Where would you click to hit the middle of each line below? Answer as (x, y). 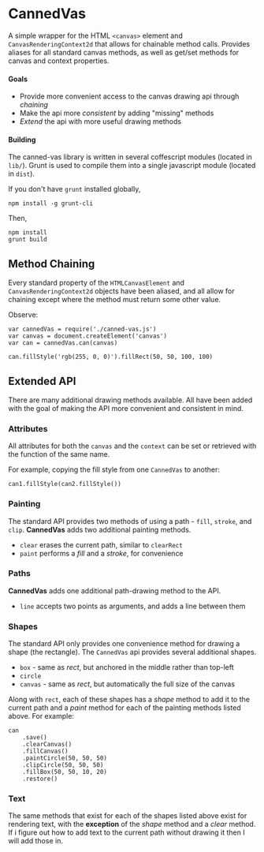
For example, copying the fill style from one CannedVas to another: (114, 469)
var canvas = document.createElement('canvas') (88, 336)
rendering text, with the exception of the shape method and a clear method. (132, 824)
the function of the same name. (59, 454)
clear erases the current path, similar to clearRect (101, 544)
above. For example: (41, 716)
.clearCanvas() (47, 745)
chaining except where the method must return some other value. (115, 300)
